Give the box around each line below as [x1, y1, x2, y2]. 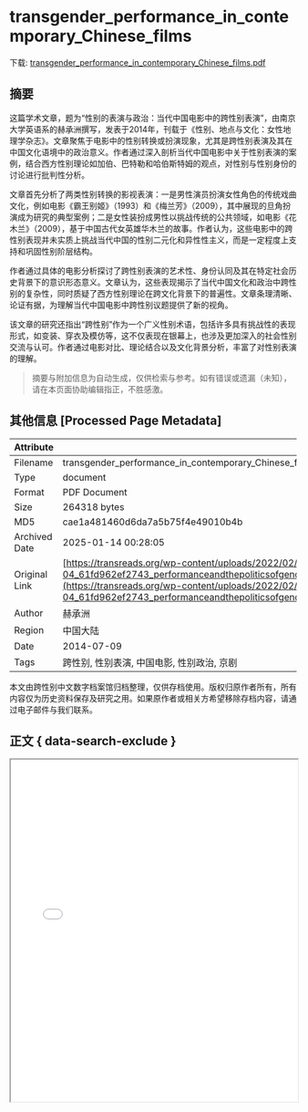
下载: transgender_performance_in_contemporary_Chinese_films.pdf [9, 57, 266, 68]
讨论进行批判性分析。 [9, 169, 89, 180]
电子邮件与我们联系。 [16, 704, 98, 715]
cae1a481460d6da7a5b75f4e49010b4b [62, 515, 243, 528]
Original [14, 567, 48, 580]
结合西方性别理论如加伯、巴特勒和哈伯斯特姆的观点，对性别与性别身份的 [25, 158, 297, 169]
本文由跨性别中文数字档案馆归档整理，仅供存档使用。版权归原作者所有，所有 [9, 681, 297, 692]
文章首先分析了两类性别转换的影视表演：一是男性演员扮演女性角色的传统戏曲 [9, 189, 297, 200]
